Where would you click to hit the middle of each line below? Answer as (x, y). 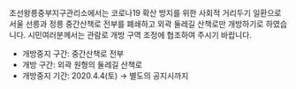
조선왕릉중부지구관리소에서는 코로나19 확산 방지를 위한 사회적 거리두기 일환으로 (145, 13)
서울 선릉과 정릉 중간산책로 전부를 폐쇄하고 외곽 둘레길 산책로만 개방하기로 (137, 24)
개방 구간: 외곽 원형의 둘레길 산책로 (82, 65)
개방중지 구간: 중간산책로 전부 (73, 54)
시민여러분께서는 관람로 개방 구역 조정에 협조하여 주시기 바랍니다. (140, 35)
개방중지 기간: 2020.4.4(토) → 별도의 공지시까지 (105, 76)
